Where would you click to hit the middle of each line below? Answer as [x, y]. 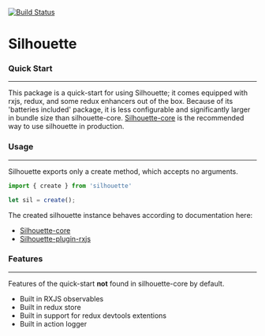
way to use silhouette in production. [66, 127]
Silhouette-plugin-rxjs [55, 238]
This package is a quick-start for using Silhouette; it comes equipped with [128, 93]
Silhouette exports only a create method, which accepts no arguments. [123, 171]
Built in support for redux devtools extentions [93, 316]
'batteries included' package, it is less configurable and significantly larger [129, 109]
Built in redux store [50, 307]
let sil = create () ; [42, 200]
